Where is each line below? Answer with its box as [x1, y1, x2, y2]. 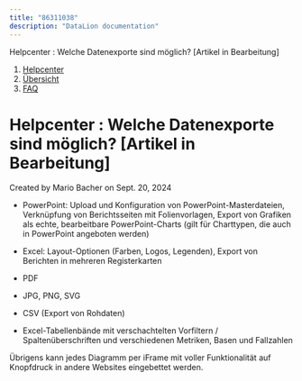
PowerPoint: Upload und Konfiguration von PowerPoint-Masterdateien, [22, 200, 286, 211]
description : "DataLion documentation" [9, 22, 160, 31]
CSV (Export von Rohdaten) [22, 308, 125, 319]
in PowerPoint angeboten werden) [22, 229, 150, 240]
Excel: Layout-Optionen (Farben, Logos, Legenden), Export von [22, 246, 259, 257]
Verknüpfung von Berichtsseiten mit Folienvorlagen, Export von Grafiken [22, 209, 291, 221]
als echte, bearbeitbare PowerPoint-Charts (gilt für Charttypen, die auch [22, 219, 291, 230]
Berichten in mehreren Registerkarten [22, 256, 162, 267]
